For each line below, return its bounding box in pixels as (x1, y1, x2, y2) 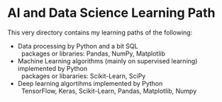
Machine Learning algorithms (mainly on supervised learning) (17, 56, 198, 65)
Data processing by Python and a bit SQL (17, 42, 138, 50)
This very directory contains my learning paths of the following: (7, 28, 193, 37)
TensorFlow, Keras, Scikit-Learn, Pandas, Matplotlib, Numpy (21, 87, 197, 95)
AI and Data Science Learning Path (7, 5, 216, 21)
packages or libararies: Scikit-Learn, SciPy (21, 72, 146, 80)
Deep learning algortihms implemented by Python (17, 79, 163, 87)
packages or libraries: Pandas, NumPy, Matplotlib (21, 49, 165, 58)
